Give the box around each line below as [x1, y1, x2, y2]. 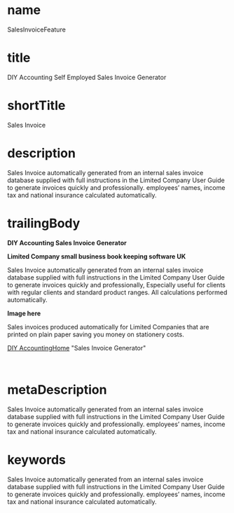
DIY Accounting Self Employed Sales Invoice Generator [7, 73, 167, 81]
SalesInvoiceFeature [7, 25, 67, 34]
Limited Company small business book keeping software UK [7, 252, 186, 261]
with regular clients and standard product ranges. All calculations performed [7, 288, 228, 296]
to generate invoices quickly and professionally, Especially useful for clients [7, 280, 226, 289]
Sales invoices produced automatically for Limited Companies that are [7, 322, 209, 331]
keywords [7, 451, 67, 467]
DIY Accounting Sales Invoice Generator [7, 238, 128, 247]
